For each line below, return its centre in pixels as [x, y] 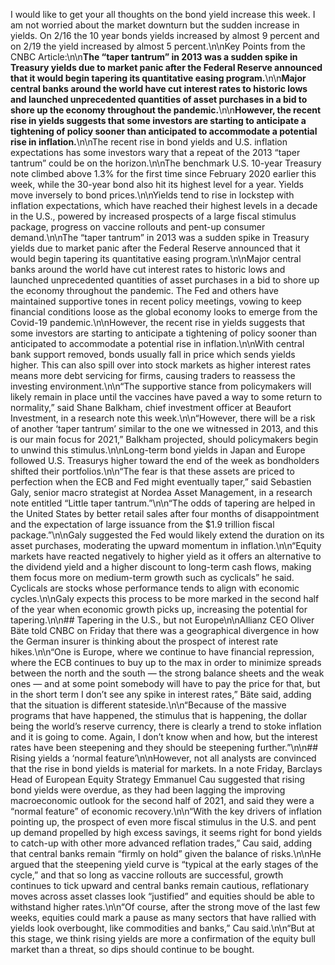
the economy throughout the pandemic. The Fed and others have [144, 290]
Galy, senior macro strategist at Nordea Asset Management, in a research [161, 492]
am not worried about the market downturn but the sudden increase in [155, 25]
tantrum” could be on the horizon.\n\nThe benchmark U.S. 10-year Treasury [166, 163]
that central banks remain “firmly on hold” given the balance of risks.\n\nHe [166, 853]
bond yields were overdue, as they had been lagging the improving [148, 790]
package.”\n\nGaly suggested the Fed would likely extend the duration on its [167, 535]
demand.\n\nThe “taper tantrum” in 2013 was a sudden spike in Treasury [160, 237]
